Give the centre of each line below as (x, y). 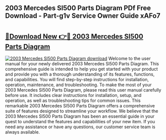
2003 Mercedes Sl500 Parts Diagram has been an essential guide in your (80, 116)
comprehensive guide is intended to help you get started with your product (82, 69)
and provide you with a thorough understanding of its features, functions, (80, 74)
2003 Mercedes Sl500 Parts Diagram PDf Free (78, 8)
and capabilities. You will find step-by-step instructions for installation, (77, 79)
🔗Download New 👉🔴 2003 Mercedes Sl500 (74, 36)
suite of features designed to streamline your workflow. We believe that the (82, 111)
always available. (23, 132)
